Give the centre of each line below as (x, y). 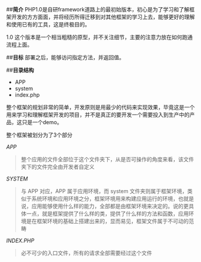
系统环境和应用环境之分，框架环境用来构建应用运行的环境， (105, 198)
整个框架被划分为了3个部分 (39, 135)
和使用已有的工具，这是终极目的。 (48, 24)
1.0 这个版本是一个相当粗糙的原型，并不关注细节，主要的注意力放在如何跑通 (100, 37)
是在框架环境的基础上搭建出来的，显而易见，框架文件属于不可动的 (107, 221)
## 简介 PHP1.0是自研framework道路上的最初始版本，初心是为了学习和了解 (98, 9)
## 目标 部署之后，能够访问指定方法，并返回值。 (65, 57)
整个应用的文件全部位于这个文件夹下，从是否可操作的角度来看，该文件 (107, 159)
